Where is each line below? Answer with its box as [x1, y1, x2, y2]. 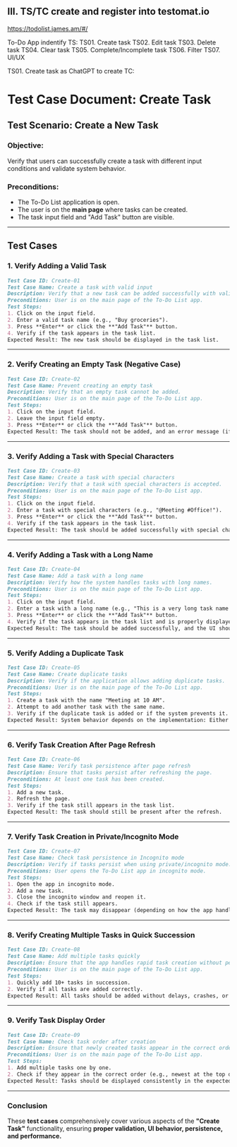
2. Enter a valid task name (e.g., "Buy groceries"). [7, 316, 169, 323]
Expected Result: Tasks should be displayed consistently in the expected [7, 1077, 232, 1084]
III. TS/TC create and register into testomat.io [7, 6, 210, 18]
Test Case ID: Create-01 [7, 277, 80, 284]
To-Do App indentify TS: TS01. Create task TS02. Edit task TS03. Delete [7, 38, 217, 47]
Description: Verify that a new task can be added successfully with [7, 290, 217, 297]
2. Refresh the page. [7, 795, 71, 803]
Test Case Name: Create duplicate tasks [7, 671, 128, 678]
